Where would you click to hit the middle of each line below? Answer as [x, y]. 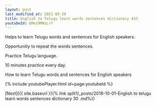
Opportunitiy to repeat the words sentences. [49, 46]
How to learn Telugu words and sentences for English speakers [69, 75]
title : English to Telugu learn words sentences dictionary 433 [71, 18]
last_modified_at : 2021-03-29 [36, 14]
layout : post [18, 9]
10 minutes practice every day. [36, 65]
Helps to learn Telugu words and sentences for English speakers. [70, 37]
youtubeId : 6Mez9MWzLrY [29, 23]
